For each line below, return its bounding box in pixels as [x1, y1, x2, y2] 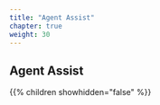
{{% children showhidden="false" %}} [9, 87, 152, 98]
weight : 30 [9, 30, 51, 39]
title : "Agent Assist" [9, 13, 95, 22]
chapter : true [9, 22, 63, 31]
